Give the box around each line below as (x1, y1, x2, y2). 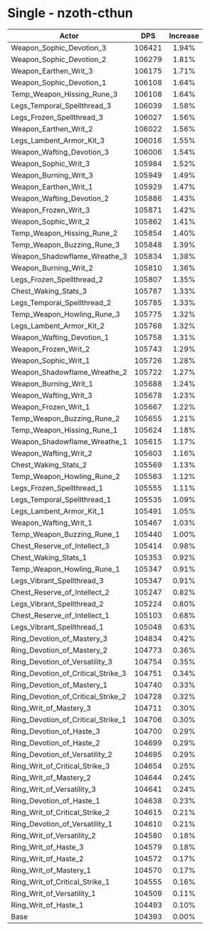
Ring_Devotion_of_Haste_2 (11, 738, 101, 748)
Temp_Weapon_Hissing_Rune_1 (11, 425, 118, 435)
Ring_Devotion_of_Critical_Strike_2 (11, 691, 127, 701)
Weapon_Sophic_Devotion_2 (11, 54, 107, 64)
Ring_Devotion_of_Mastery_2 (11, 645, 108, 655)
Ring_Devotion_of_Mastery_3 (11, 633, 108, 643)
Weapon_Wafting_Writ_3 (11, 390, 93, 400)
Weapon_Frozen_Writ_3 (11, 205, 90, 215)
